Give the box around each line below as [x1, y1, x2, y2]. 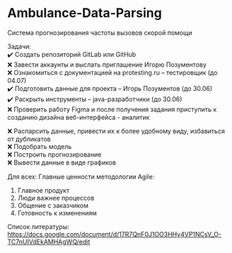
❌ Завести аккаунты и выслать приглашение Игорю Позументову [7, 60, 207, 69]
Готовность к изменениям [17, 208, 98, 217]
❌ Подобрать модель [7, 142, 72, 150]
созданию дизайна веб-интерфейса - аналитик [7, 113, 150, 121]
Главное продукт [17, 186, 69, 194]
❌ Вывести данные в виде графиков [7, 158, 117, 167]
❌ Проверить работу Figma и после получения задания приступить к [7, 105, 217, 113]
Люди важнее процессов [17, 193, 95, 202]
